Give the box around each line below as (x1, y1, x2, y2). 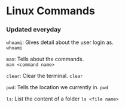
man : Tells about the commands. (6, 55, 84, 63)
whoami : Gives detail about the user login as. (6, 39, 114, 46)
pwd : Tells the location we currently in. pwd (6, 84, 109, 91)
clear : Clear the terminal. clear (6, 73, 83, 80)
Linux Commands (6, 4, 96, 18)
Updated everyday (6, 26, 62, 34)
